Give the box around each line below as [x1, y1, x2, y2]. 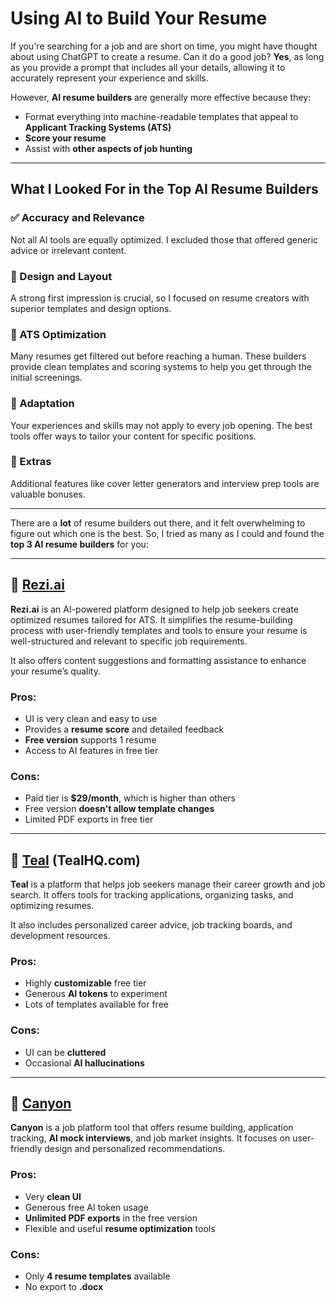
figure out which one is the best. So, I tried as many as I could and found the [10, 527, 325, 539]
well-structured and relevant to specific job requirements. [10, 635, 248, 647]
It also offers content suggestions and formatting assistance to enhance [10, 654, 307, 666]
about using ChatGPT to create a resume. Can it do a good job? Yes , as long [10, 50, 325, 62]
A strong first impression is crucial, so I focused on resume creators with [10, 292, 310, 304]
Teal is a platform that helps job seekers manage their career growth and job [10, 878, 326, 891]
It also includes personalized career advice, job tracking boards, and [10, 919, 293, 931]
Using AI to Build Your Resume [10, 7, 268, 30]
